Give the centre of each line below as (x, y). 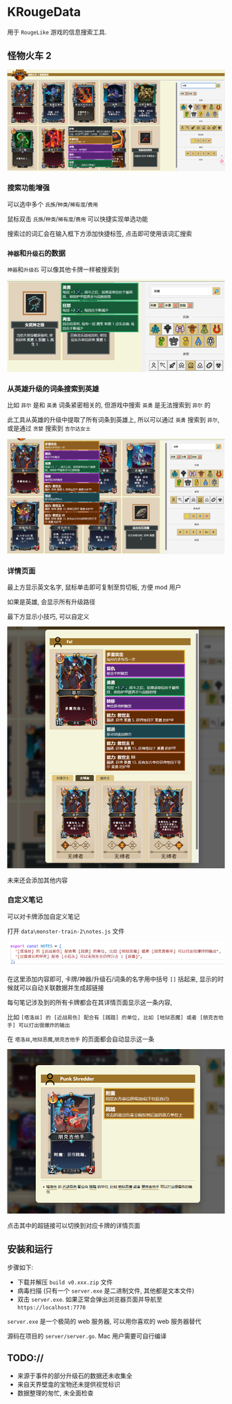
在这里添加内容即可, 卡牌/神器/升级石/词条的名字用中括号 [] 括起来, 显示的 (113, 979)
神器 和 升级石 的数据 (36, 253)
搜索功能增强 (29, 188)
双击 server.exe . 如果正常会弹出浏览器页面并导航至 (90, 1299)
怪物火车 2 (29, 56)
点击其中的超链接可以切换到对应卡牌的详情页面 (74, 1225)
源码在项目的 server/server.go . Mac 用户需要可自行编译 (87, 1336)
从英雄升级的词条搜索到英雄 (53, 389)
